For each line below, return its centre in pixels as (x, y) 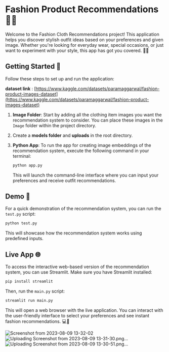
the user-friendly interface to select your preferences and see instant (77, 315)
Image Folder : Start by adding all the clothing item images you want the (87, 114)
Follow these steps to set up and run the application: (60, 79)
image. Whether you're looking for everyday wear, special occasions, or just (85, 45)
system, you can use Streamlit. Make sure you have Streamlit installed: (79, 272)
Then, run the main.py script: (35, 291)
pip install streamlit (29, 282)
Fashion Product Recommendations (82, 9)
